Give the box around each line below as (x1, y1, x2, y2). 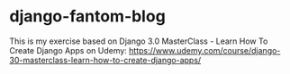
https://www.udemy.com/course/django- (129, 45, 281, 55)
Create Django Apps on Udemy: (9, 45, 128, 55)
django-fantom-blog (9, 6, 167, 27)
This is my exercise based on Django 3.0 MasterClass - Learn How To (9, 36, 268, 46)
